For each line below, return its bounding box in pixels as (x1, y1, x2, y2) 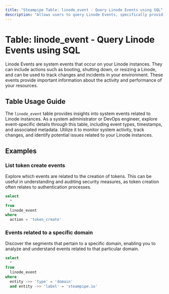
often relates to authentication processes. (5, 184, 92, 190)
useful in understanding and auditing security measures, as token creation (5, 179, 159, 185)
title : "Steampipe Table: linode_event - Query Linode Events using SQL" (5, 7, 163, 13)
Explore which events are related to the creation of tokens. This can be (5, 173, 152, 179)
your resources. (5, 83, 38, 89)
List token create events (5, 162, 65, 169)
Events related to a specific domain (5, 229, 93, 236)
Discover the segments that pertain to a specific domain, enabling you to (5, 241, 156, 247)
